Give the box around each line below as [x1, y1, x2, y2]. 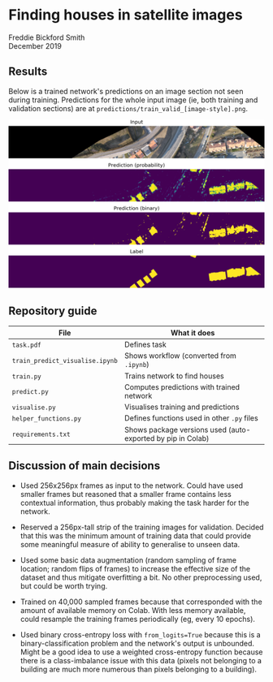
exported [124, 433, 155, 443]
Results [8, 65, 48, 79]
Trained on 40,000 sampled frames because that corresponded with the [19, 597, 262, 606]
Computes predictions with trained [124, 382, 240, 391]
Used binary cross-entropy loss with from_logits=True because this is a [19, 629, 262, 639]
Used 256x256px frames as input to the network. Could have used [19, 481, 244, 490]
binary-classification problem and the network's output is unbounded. [19, 638, 254, 648]
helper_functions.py [11, 415, 82, 423]
